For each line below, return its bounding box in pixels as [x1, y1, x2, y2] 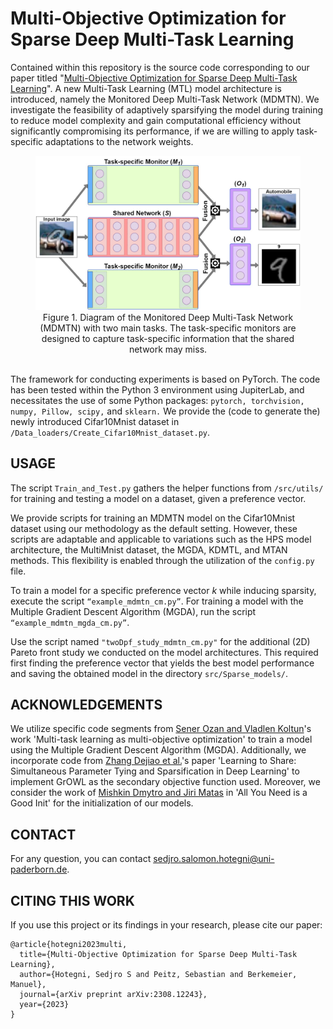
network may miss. [128, 343, 208, 355]
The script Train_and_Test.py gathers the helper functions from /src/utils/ [10, 482, 324, 494]
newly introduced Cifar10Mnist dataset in [10, 415, 180, 427]
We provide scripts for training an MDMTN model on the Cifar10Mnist [10, 512, 296, 524]
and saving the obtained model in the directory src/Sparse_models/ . [10, 667, 288, 679]
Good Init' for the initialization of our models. [10, 797, 194, 809]
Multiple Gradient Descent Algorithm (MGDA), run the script [10, 605, 257, 617]
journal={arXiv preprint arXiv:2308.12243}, [19, 989, 208, 999]
